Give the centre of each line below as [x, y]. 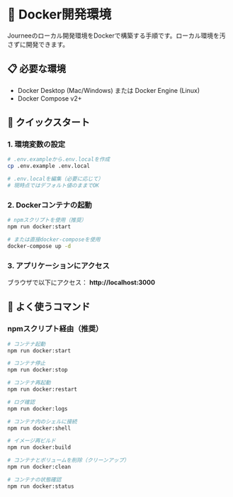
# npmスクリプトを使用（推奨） [47, 220]
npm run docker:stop [38, 370]
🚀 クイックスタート [49, 122]
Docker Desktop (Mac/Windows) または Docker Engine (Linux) [109, 90]
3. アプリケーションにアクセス [58, 265]
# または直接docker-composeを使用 [54, 239]
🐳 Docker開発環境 [59, 15]
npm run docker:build [39, 447]
